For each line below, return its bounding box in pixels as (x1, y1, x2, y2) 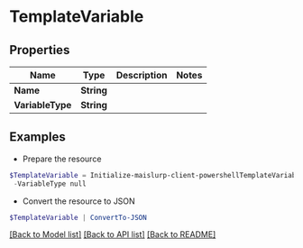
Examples (9, 129, 66, 145)
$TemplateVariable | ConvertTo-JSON (9, 213, 147, 222)
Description (115, 69, 168, 81)
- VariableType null (13, 179, 87, 188)
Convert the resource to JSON (22, 196, 135, 207)
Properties (9, 42, 70, 58)
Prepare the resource (22, 153, 102, 164)
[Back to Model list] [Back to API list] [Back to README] (9, 229, 216, 240)
